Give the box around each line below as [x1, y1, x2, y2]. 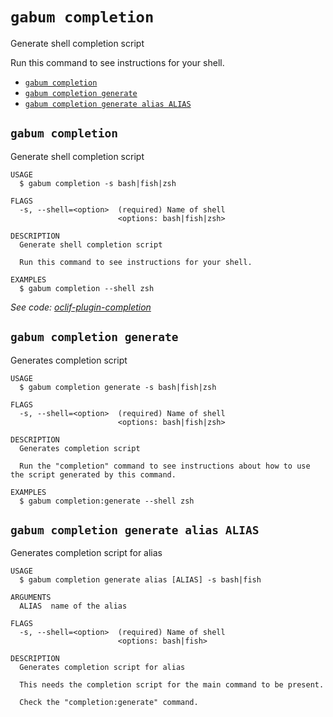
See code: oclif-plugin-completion [10, 301, 152, 313]
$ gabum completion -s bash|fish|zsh [19, 178, 177, 188]
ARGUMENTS [10, 593, 52, 603]
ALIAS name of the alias [19, 601, 128, 612]
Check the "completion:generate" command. [19, 698, 199, 708]
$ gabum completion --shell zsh [19, 283, 155, 293]
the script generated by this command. [10, 469, 177, 480]
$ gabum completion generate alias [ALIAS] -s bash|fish [19, 575, 262, 585]
